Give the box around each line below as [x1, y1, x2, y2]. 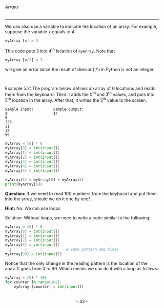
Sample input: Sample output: [5, 107, 84, 112]
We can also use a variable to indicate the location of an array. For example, [5, 24, 158, 29]
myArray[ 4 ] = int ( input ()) [5, 164, 60, 169]
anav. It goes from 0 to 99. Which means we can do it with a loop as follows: [5, 265, 159, 271]
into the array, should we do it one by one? [5, 196, 91, 202]
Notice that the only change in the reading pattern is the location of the [5, 260, 148, 266]
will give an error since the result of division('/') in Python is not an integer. [5, 66, 155, 72]
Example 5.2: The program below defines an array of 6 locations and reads [5, 85, 156, 91]
